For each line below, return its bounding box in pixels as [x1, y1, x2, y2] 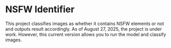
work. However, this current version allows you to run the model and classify [5, 31, 166, 37]
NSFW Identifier [5, 4, 75, 15]
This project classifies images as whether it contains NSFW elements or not [5, 20, 164, 27]
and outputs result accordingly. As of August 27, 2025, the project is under [5, 26, 162, 32]
